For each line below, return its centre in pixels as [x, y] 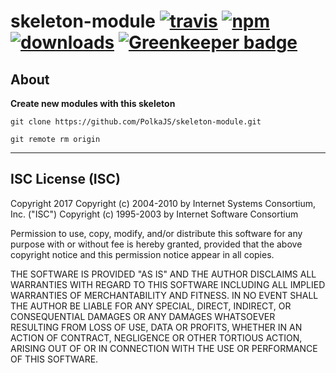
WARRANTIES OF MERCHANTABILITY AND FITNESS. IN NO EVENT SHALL [164, 295]
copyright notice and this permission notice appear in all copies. [142, 254]
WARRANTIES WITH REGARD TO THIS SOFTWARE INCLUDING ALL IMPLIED [168, 284]
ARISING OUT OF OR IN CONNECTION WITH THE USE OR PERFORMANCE [164, 348]
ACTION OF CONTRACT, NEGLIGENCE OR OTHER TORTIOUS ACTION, [156, 337]
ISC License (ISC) [65, 179]
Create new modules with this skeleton [93, 103]
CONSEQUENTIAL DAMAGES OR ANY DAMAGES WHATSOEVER [143, 316]
